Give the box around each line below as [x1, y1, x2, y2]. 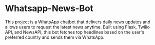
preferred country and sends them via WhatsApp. [5, 34, 105, 40]
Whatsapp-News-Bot [5, 3, 94, 14]
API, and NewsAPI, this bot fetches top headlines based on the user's [5, 29, 145, 35]
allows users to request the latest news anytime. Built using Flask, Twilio [5, 24, 150, 30]
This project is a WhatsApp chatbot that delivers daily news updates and [5, 19, 151, 25]
